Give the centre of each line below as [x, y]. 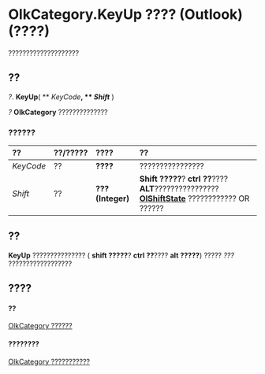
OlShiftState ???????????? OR [194, 198]
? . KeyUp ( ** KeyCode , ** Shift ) [61, 97]
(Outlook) [211, 15]
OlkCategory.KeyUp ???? [92, 15]
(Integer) [113, 198]
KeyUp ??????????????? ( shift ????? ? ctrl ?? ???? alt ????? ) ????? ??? [121, 255]
